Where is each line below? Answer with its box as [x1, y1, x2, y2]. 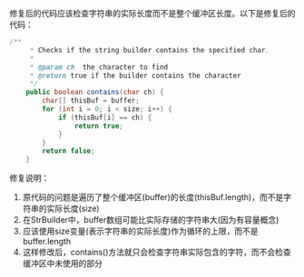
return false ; [42, 147, 95, 156]
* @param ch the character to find [29, 62, 169, 72]
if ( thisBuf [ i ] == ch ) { [57, 112, 152, 122]
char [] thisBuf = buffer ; [42, 96, 141, 106]
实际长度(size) [46, 203, 100, 215]
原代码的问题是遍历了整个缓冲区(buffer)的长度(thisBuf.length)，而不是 [22, 192, 284, 203]
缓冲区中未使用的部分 [22, 258, 103, 269]
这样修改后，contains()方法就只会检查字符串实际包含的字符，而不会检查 [22, 247, 292, 258]
